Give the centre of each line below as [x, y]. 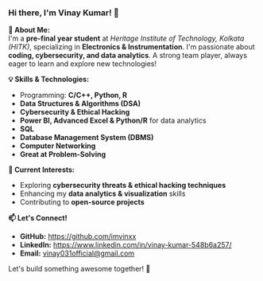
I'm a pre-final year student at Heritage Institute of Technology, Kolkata [126, 38]
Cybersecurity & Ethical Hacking [75, 112]
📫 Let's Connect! [38, 218]
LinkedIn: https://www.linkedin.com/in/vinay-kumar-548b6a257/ [126, 245]
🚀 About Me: [29, 30]
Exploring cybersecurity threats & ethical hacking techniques [123, 185]
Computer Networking [58, 146]
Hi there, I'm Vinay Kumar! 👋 [64, 13]
